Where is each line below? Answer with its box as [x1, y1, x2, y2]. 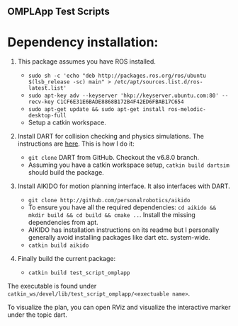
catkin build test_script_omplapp [28, 269, 130, 276]
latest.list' [28, 85, 67, 92]
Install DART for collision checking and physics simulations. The [17, 132, 204, 141]
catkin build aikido [28, 242, 89, 250]
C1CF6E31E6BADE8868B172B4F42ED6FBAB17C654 [57, 98, 184, 105]
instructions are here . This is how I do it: [17, 139, 135, 148]
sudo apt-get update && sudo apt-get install [28, 106, 165, 113]
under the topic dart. [7, 310, 67, 319]
